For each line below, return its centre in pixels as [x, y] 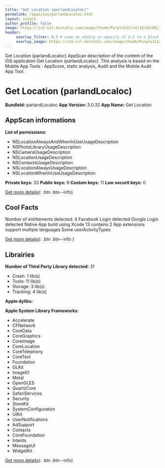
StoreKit [20, 404]
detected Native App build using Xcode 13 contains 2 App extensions [75, 225]
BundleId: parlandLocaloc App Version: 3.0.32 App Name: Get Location [79, 105]
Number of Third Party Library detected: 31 [50, 266]
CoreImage [24, 341]
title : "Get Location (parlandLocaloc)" [47, 10]
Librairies [20, 254]
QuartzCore [24, 388]
